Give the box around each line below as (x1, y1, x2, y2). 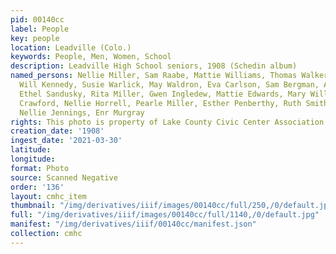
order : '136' (10, 182, 65, 192)
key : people (10, 33, 60, 43)
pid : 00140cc (10, 14, 65, 25)
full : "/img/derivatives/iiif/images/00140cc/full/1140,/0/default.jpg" (10, 210, 320, 220)
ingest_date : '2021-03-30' (10, 136, 123, 146)
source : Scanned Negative (10, 172, 118, 183)
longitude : (10, 154, 56, 164)
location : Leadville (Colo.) (10, 42, 132, 53)
